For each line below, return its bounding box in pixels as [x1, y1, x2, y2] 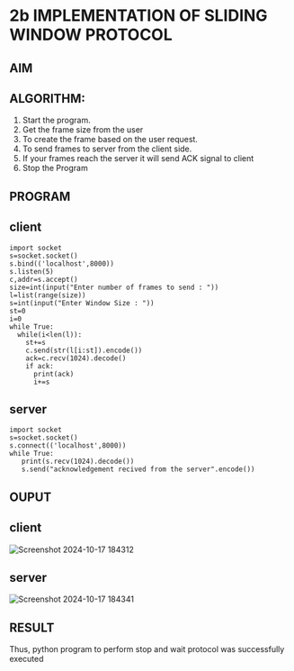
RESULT [9, 620, 55, 635]
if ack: [25, 361, 54, 370]
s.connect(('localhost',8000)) [9, 441, 127, 450]
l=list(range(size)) [9, 290, 87, 300]
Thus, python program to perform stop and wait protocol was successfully [9, 644, 285, 655]
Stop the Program [22, 163, 88, 174]
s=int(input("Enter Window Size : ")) [9, 298, 155, 307]
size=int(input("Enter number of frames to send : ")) [9, 283, 219, 292]
